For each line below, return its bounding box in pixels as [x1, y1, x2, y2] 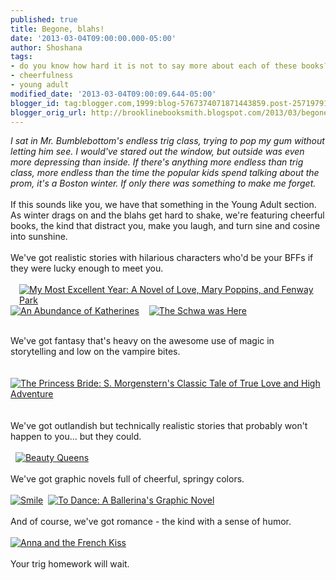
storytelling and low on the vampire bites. [10, 346, 181, 358]
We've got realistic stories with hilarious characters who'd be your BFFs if [10, 252, 314, 264]
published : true [10, 14, 78, 25]
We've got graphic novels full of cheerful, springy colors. [10, 473, 245, 485]
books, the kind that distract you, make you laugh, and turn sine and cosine [10, 220, 321, 232]
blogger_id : [10, 98, 60, 108]
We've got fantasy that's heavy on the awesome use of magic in [10, 335, 275, 347]
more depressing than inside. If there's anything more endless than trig [10, 156, 304, 168]
